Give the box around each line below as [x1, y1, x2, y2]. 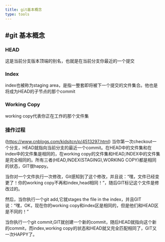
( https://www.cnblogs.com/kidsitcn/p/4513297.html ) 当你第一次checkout [5, 139, 153, 145]
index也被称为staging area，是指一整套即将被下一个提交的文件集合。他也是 [5, 82, 158, 89]
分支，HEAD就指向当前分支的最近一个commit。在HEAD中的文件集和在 [9, 145, 152, 151]
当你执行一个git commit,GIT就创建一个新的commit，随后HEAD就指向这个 [5, 219, 153, 225]
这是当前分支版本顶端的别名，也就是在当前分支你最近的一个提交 [5, 58, 134, 64]
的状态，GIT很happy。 [5, 163, 51, 169]
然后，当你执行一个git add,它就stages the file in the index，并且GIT [5, 196, 142, 202]
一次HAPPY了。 [5, 232, 37, 238]
